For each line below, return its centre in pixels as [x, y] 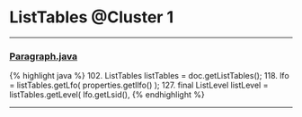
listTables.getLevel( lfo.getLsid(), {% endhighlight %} [107, 95]
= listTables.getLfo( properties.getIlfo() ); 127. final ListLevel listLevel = [139, 85]
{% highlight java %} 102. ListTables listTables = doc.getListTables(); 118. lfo [149, 76]
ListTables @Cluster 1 [92, 17]
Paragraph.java [44, 56]
